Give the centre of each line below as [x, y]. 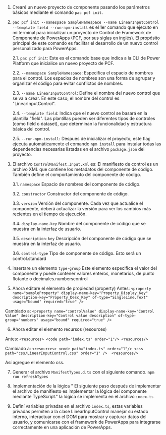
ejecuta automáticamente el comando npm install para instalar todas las [87, 144]
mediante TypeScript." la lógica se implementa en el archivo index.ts [83, 397]
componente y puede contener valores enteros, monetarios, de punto [83, 273]
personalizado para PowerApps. [45, 48]
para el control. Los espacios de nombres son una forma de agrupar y [83, 78]
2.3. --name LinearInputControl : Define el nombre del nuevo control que [86, 93]
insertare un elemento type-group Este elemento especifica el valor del [84, 268]
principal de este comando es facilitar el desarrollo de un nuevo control [85, 43]
